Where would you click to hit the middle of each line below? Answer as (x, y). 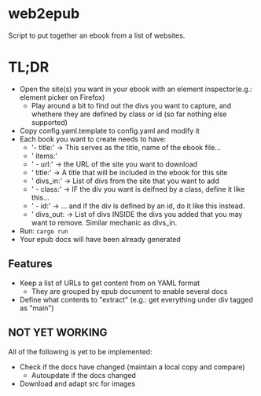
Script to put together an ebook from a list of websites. (97, 35)
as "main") (37, 308)
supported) (50, 122)
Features (30, 264)
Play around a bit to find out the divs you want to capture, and (131, 105)
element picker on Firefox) (62, 97)
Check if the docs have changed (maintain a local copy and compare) (132, 367)
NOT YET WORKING (58, 333)
